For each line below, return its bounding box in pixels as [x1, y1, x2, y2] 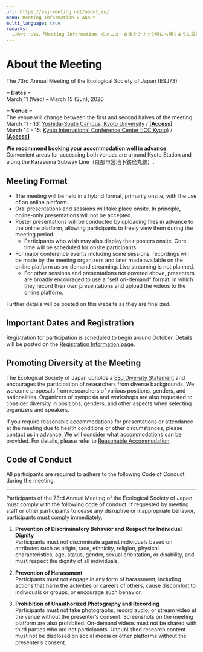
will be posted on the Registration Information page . [6, 340, 135, 348]
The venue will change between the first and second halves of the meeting [6, 114, 193, 121]
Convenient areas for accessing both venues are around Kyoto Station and [6, 151, 192, 158]
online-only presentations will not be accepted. [14, 211, 133, 218]
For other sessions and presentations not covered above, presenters [24, 269, 195, 276]
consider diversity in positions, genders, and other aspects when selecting [6, 400, 192, 407]
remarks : [6, 25, 28, 32]
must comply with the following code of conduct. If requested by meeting [6, 501, 189, 508]
